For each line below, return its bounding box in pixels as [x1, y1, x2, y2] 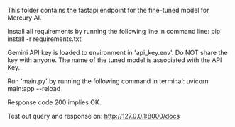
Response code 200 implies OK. [7, 98, 102, 107]
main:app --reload [7, 85, 61, 92]
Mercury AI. [7, 13, 42, 22]
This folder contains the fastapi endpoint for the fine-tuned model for [7, 6, 209, 14]
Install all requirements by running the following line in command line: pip [7, 28, 221, 35]
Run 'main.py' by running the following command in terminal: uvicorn [7, 77, 209, 85]
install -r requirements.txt [7, 35, 82, 43]
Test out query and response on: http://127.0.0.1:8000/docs [7, 112, 180, 120]
